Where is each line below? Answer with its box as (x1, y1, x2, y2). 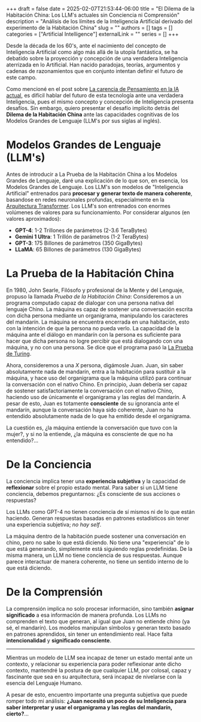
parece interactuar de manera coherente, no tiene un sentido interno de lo (6, 558, 189, 565)
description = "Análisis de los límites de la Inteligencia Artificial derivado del (6, 18, 193, 25)
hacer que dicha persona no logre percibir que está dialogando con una (6, 337, 183, 345)
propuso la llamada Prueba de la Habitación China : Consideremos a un (6, 293, 181, 300)
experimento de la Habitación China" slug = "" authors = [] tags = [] (6, 24, 173, 31)
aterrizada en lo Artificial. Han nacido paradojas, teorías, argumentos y (6, 61, 181, 68)
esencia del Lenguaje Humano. (6, 679, 83, 687)
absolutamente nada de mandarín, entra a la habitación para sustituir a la (6, 368, 186, 375)
